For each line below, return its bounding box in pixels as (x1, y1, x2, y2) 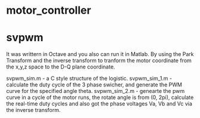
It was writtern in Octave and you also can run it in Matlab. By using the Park (6, 51, 194, 58)
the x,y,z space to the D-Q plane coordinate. (6, 63, 115, 70)
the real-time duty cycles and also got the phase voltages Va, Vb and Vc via (6, 100, 193, 107)
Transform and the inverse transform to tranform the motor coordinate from (6, 57, 192, 64)
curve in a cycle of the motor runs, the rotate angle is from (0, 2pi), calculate (6, 94, 194, 101)
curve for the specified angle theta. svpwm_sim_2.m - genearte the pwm (6, 88, 185, 95)
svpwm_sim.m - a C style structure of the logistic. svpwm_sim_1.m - (6, 75, 173, 82)
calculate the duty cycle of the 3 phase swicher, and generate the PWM (6, 81, 182, 88)
